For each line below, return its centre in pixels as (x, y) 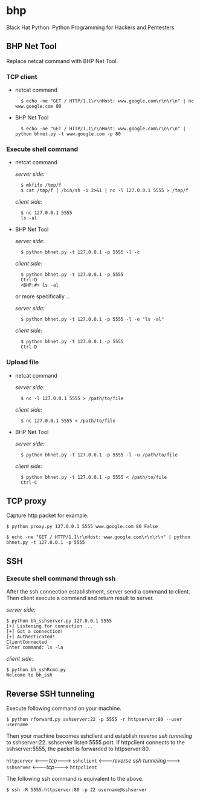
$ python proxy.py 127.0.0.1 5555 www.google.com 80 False (82, 527)
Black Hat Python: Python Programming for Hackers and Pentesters (90, 27)
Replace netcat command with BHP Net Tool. (62, 61)
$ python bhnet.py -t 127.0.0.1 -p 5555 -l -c (80, 252)
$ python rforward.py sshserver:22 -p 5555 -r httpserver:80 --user (94, 719)
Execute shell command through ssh (61, 578)
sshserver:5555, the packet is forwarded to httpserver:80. (78, 749)
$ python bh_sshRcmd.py (36, 670)
